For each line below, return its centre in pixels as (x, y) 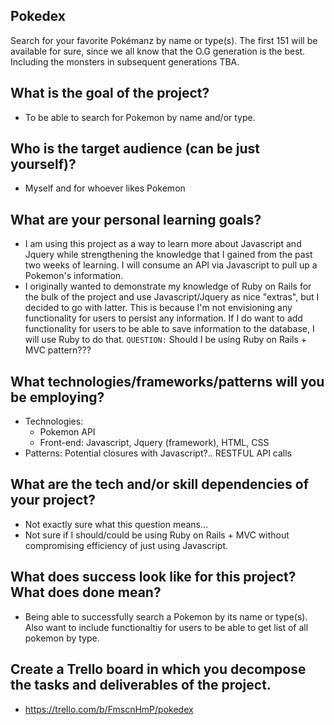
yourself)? (43, 164)
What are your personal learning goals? (136, 219)
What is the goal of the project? (110, 93)
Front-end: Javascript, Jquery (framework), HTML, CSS (154, 443)
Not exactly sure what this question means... (116, 524)
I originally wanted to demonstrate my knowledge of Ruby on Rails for (168, 286)
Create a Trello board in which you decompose (158, 669)
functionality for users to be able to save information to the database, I (169, 329)
